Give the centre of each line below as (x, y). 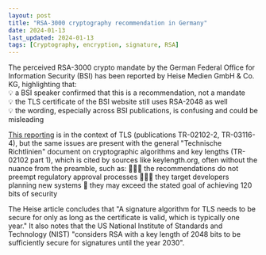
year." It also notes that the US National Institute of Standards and (116, 226)
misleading (26, 120)
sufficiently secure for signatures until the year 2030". (96, 243)
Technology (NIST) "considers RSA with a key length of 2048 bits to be (124, 234)
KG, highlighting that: (42, 85)
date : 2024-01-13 (37, 30)
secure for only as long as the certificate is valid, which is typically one (124, 218)
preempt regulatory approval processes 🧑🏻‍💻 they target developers (119, 177)
